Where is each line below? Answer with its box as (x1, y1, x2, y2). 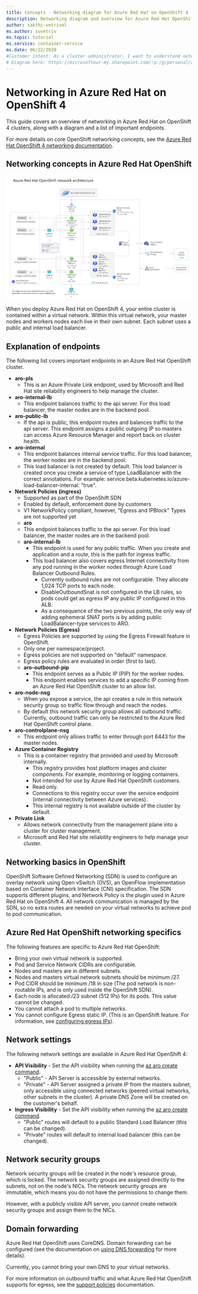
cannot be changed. (14, 998, 64, 1005)
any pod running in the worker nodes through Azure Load (32, 564, 172, 571)
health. (23, 438, 41, 445)
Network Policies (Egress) (14, 626, 80, 633)
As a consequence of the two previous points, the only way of (41, 607, 192, 614)
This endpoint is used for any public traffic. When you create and (32, 545, 190, 552)
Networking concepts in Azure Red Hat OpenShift (6, 158, 192, 169)
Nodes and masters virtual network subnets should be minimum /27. (14, 973, 181, 981)
